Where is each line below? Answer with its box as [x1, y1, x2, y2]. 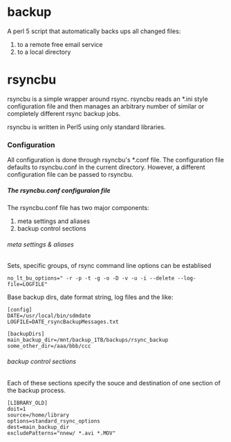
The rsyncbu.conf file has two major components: [7, 204, 150, 212]
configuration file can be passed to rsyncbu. [7, 171, 133, 179]
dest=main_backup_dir [7, 423, 70, 430]
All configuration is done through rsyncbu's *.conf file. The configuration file [7, 156, 225, 164]
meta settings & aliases [7, 240, 74, 249]
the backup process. [7, 386, 66, 394]
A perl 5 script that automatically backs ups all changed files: [7, 27, 181, 35]
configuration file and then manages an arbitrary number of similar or [7, 102, 205, 110]
